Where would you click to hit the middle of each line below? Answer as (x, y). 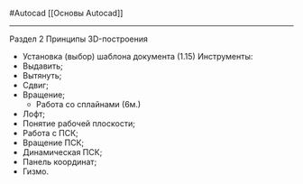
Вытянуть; (42, 75)
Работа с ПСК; (50, 133)
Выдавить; (42, 66)
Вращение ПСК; (53, 143)
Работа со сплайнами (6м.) (88, 104)
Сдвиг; (36, 85)
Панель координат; (60, 162)
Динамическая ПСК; (62, 152)
